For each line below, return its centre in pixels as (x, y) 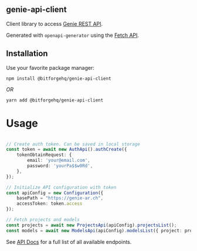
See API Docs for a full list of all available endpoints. (69, 242)
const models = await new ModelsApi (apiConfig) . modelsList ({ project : (94, 230)
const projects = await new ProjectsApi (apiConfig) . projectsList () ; (91, 225)
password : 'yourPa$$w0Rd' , (60, 166)
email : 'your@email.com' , (59, 161)
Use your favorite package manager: (50, 67)
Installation (27, 54)
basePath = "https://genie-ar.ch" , (60, 198)
